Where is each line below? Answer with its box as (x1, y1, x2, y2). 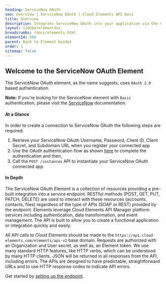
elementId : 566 (5, 35, 37, 40)
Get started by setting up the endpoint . (5, 273, 84, 279)
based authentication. (5, 85, 49, 91)
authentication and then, (12, 153, 62, 159)
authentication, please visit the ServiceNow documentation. (5, 100, 127, 106)
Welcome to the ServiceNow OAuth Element (5, 67, 144, 75)
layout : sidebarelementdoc (5, 26, 61, 31)
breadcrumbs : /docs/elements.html (5, 30, 77, 35)
